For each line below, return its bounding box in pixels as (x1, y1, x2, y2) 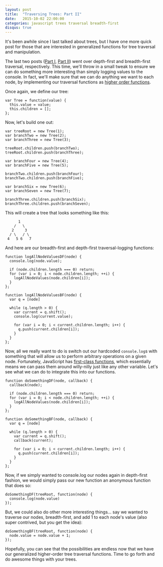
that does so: (5, 483, 32, 489)
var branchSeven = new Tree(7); (5, 189, 71, 194)
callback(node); (9, 383, 42, 388)
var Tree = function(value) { (5, 98, 67, 103)
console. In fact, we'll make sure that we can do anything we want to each (5, 74, 154, 80)
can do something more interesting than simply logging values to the (5, 69, 143, 75)
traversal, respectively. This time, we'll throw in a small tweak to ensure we (5, 64, 155, 70)
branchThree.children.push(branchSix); (5, 197, 86, 202)
